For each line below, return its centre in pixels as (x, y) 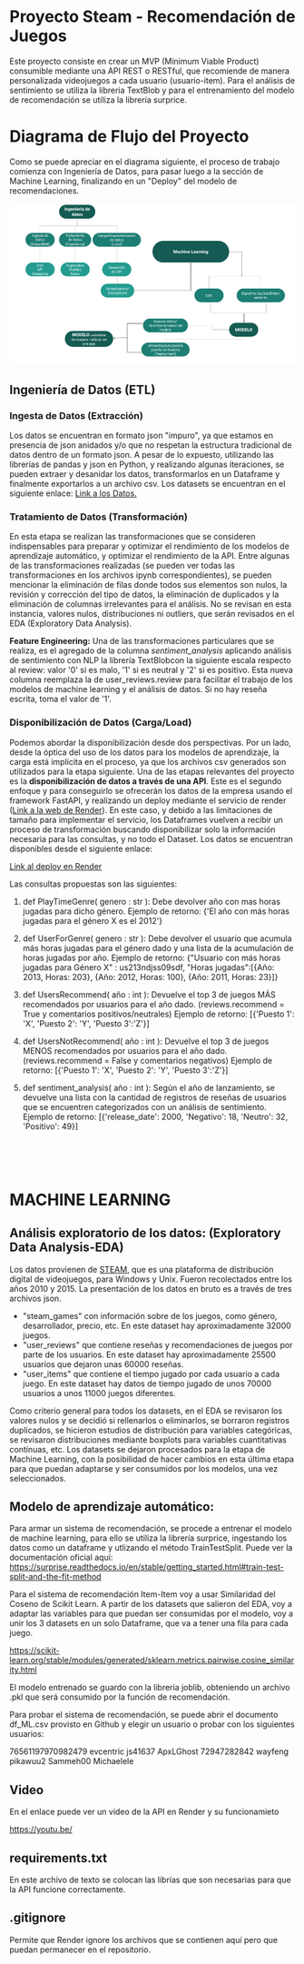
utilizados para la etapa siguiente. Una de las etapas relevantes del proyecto (152, 771)
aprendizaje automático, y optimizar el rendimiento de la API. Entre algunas (150, 556)
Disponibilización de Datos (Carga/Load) (101, 722)
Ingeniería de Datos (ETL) (83, 389)
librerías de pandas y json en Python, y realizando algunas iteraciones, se (147, 464)
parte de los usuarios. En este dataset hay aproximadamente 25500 (149, 1354)
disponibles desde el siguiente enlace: (81, 848)
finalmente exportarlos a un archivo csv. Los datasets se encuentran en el (147, 484)
